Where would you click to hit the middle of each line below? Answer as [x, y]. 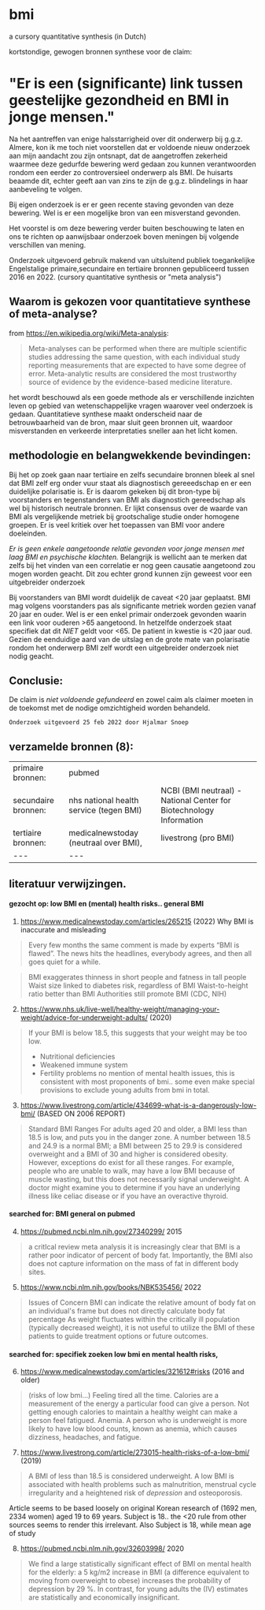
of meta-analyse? [53, 314]
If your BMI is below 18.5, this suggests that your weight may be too [138, 1033]
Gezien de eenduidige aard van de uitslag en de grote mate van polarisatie [129, 639]
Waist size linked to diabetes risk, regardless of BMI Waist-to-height [138, 985]
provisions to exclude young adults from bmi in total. [125, 1089]
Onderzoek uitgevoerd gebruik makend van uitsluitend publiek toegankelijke [132, 260]
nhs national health [104, 801]
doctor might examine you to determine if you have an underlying [134, 1187]
